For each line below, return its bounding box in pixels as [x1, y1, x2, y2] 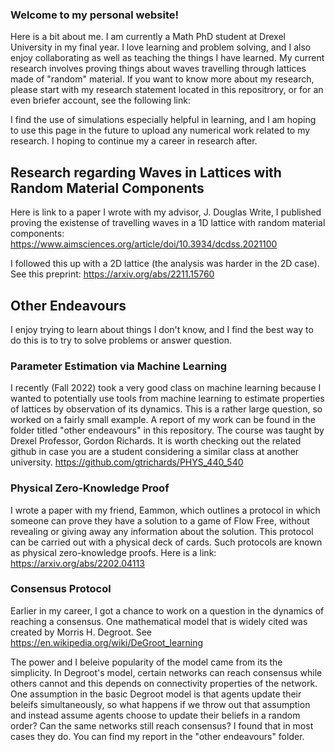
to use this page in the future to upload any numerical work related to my [10, 124, 311, 137]
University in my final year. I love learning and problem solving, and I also [10, 41, 312, 53]
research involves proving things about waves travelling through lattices [10, 63, 307, 75]
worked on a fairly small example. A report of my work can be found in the [10, 414, 317, 426]
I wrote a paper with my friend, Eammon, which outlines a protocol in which [10, 504, 321, 516]
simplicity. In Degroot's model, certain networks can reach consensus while [10, 666, 323, 678]
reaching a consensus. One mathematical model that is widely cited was [10, 615, 308, 627]
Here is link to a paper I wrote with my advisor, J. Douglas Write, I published [10, 206, 322, 218]
